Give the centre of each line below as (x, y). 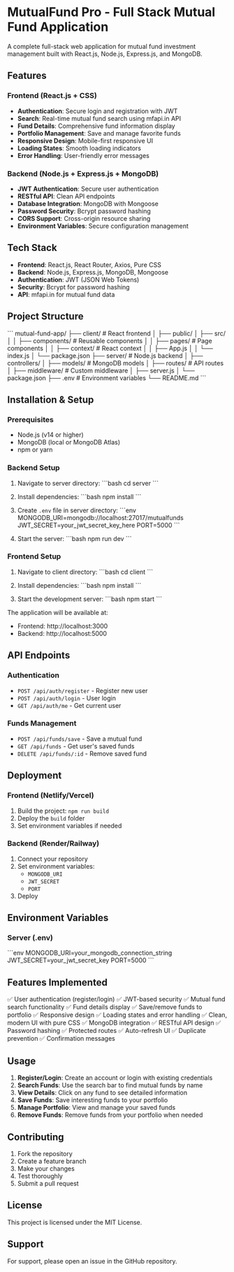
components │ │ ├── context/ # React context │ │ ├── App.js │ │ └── (110, 348)
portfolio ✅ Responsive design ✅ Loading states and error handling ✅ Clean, (117, 1015)
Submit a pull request (48, 1183)
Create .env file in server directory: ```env (76, 510)
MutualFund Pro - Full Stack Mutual (111, 12)
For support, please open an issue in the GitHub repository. (92, 1261)
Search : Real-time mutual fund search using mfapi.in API (99, 118)
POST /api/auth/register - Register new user (82, 691)
